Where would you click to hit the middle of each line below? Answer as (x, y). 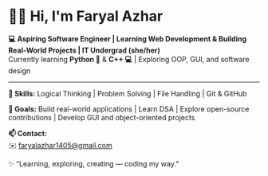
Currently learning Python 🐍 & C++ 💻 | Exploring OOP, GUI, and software (129, 59)
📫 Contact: (28, 133)
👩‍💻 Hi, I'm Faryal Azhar (86, 16)
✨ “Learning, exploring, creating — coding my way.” (94, 163)
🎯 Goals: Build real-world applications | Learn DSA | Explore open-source (129, 109)
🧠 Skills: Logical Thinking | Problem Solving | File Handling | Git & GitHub (128, 93)
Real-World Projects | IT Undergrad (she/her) (85, 50)
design (20, 70)
